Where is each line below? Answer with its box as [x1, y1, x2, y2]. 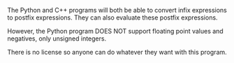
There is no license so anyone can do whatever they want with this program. [7, 48, 227, 56]
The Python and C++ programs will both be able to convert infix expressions [7, 6, 227, 14]
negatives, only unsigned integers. [7, 34, 107, 43]
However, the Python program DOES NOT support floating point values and [7, 27, 224, 35]
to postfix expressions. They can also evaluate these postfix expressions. [7, 13, 218, 22]
